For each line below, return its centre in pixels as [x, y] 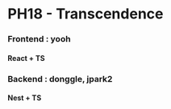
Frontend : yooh [39, 39]
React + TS [26, 58]
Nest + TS [25, 98]
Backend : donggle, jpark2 [60, 79]
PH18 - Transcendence [85, 14]
